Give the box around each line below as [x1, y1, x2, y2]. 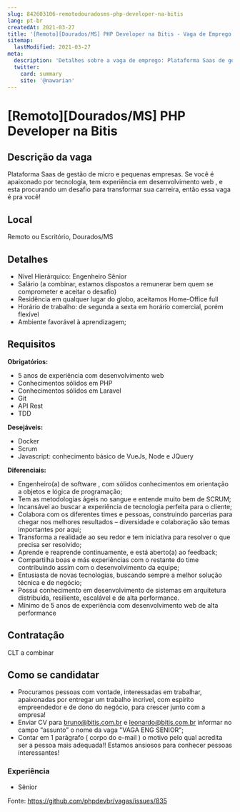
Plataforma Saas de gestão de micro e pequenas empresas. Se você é [7, 170, 214, 179]
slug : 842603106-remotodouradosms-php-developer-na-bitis [7, 10, 184, 18]
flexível [17, 310, 39, 319]
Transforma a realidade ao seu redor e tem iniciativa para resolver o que [17, 533, 231, 541]
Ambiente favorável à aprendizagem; [17, 318, 126, 326]
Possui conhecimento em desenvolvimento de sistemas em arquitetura [17, 586, 226, 594]
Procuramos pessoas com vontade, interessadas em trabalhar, [17, 688, 202, 696]
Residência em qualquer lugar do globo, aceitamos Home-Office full [17, 295, 219, 304]
